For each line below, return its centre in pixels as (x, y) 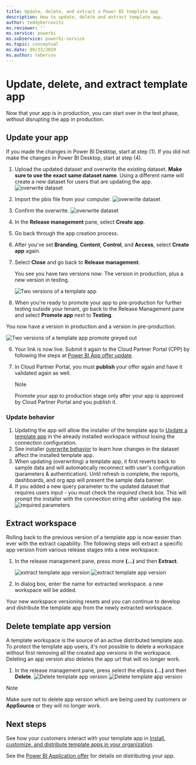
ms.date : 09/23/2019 (31, 50)
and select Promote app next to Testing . (63, 315)
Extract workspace (42, 524)
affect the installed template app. (54, 455)
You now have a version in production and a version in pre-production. (91, 327)
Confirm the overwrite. (42, 211)
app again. (27, 251)
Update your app (37, 138)
